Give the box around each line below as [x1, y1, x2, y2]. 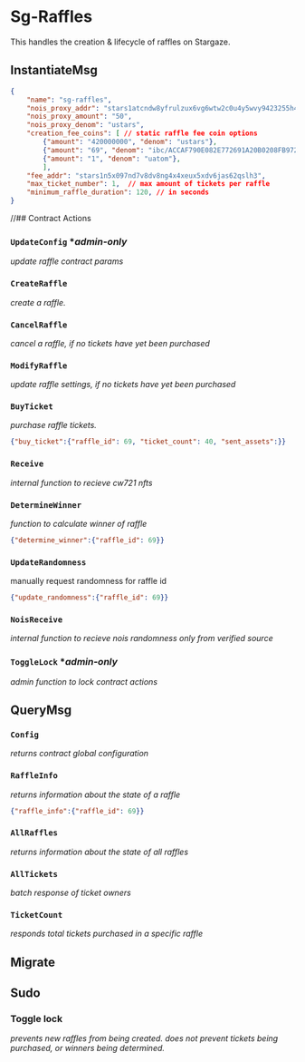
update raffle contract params [10, 256, 124, 267]
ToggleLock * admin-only [10, 656, 119, 668]
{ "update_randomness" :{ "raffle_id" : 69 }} [10, 593, 169, 602]
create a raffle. [10, 297, 66, 307]
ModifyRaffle [10, 360, 68, 371]
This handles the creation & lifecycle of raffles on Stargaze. [10, 36, 231, 47]
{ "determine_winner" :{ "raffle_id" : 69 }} [10, 535, 166, 545]
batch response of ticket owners [10, 887, 132, 899]
